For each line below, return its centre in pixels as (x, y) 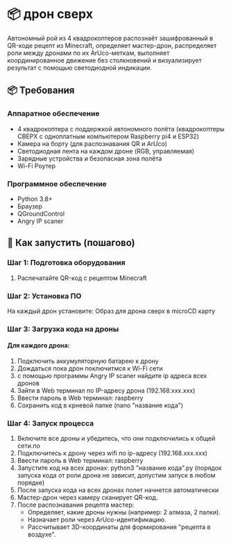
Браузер (30, 206)
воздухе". (42, 535)
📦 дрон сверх (50, 14)
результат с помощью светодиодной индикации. (80, 67)
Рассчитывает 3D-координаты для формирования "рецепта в (119, 527)
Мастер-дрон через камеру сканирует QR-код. (87, 498)
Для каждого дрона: (39, 345)
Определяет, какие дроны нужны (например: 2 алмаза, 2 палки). (124, 512)
